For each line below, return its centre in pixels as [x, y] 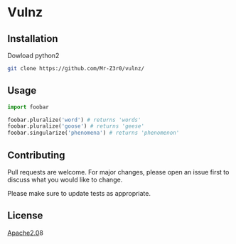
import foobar [28, 107]
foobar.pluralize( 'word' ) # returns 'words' [74, 120]
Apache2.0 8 [26, 233]
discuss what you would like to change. [65, 179]
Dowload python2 [33, 55]
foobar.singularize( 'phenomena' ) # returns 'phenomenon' [93, 133]
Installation [33, 39]
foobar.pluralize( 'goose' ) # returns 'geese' [76, 126]
